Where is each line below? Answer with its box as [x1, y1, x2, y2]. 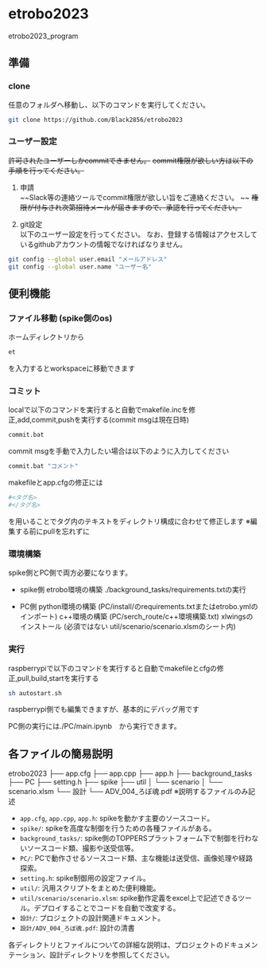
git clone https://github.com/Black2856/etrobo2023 [8, 116, 183, 124]
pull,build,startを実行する [17, 673, 99, 682]
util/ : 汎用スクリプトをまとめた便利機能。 [19, 883, 161, 893]
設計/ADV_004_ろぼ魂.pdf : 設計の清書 [19, 923, 135, 933]
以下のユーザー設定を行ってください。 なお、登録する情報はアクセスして [19, 229, 258, 239]
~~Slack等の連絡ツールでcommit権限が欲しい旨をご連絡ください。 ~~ [19, 192, 250, 202]
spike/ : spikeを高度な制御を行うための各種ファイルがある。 [19, 824, 216, 833]
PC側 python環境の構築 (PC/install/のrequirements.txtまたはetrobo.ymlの [19, 602, 258, 611]
